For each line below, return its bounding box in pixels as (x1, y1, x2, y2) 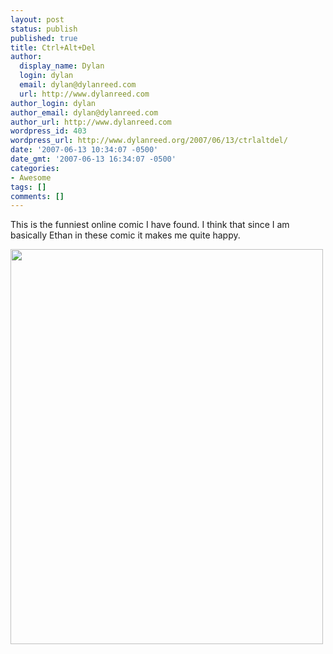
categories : (10, 163, 60, 173)
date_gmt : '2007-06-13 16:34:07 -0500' (10, 154, 177, 164)
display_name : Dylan (19, 61, 105, 71)
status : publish (10, 24, 78, 34)
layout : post (10, 14, 65, 25)
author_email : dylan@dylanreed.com (10, 107, 159, 118)
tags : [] (10, 182, 47, 192)
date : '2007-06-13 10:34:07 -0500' (10, 145, 159, 155)
